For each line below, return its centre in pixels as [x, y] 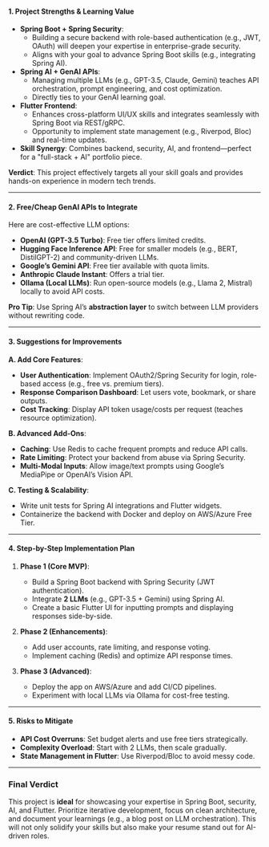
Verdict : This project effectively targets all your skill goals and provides [126, 173]
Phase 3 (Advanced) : [56, 671]
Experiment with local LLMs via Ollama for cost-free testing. [130, 695]
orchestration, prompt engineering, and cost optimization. [127, 89]
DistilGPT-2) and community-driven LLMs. [89, 258]
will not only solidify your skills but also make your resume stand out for [126, 828]
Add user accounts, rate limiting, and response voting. [121, 647]
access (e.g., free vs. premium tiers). [103, 383]
